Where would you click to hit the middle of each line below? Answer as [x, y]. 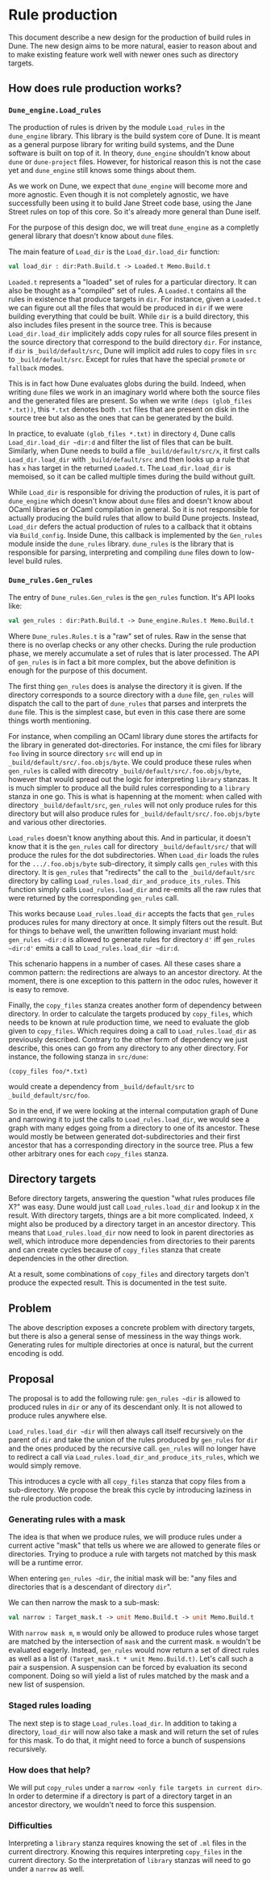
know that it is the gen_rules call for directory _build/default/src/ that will [132, 846]
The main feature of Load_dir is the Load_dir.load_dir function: [114, 251]
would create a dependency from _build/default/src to [102, 1086]
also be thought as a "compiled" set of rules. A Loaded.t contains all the [127, 290]
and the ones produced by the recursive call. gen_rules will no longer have [132, 1448]
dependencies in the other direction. [69, 1258]
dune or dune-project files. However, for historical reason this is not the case [135, 161]
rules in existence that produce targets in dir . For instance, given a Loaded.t [135, 299]
